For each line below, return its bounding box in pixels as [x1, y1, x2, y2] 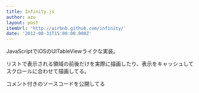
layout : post [6, 20, 39, 25]
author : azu [6, 14, 36, 20]
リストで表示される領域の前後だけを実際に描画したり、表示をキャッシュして [6, 60, 194, 68]
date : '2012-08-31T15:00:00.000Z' [6, 31, 92, 37]
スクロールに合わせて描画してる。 [6, 68, 90, 75]
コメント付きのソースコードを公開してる [6, 81, 105, 88]
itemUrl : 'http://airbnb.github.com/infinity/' [6, 25, 127, 31]
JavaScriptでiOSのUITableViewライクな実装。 [6, 48, 119, 55]
